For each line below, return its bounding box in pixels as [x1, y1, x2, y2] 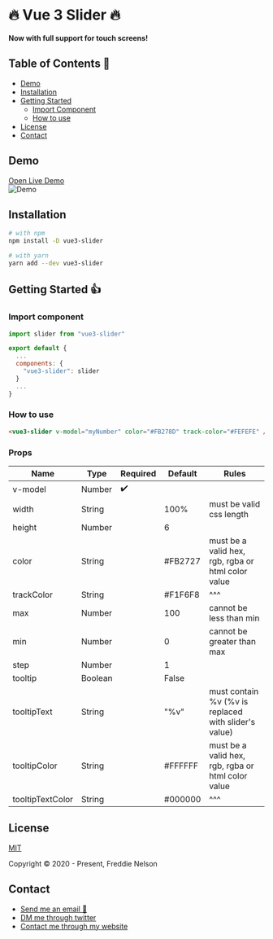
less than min [208, 612, 260, 624]
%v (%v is [208, 696, 249, 708]
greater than [208, 636, 256, 647]
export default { [8, 344, 67, 353]
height [12, 522, 37, 533]
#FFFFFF [163, 760, 199, 771]
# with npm [8, 230, 45, 238]
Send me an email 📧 [19, 904, 88, 914]
